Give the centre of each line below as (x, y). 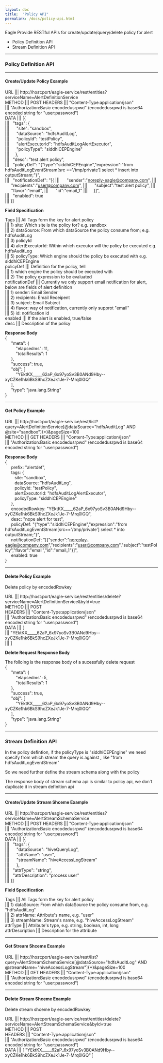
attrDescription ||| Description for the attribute (51, 930)
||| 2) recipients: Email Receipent (38, 297)
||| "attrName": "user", (30, 854)
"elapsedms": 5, (32, 678)
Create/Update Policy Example (37, 81)
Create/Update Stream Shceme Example (47, 802)
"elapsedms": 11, (32, 348)
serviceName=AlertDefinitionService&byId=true (53, 602)
